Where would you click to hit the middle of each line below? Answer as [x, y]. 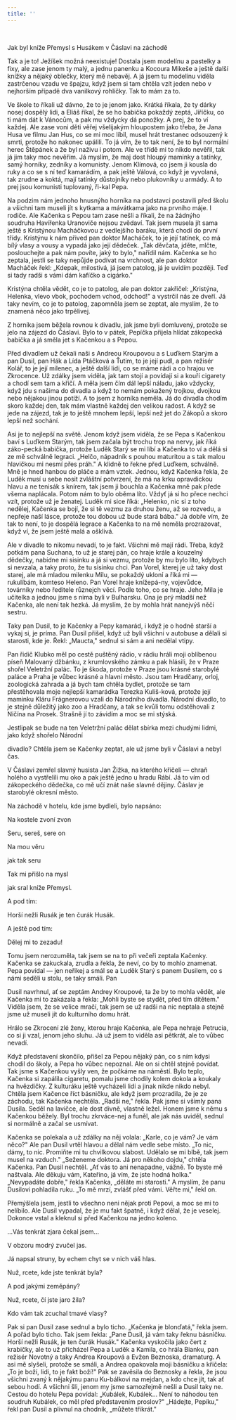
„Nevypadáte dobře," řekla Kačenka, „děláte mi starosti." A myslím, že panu [116, 1182]
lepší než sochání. [33, 420]
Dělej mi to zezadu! [35, 942]
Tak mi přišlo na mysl [38, 874]
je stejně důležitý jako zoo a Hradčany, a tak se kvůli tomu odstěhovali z [111, 706]
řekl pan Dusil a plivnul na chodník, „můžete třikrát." [82, 1409]
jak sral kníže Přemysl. [40, 887]
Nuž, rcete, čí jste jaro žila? [46, 1299]
